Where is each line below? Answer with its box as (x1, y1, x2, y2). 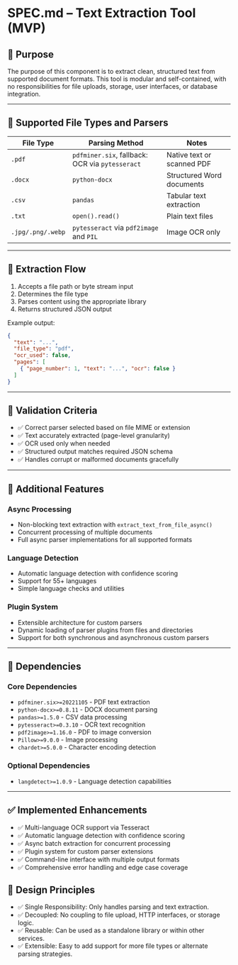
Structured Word (166, 170, 222, 180)
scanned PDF (166, 158, 211, 168)
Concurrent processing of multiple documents (17, 528, 153, 536)
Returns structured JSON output (17, 304, 112, 313)
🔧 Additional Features (7, 482, 105, 495)
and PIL (72, 231, 98, 241)
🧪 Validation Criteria (7, 404, 98, 417)
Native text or (166, 150, 212, 160)
